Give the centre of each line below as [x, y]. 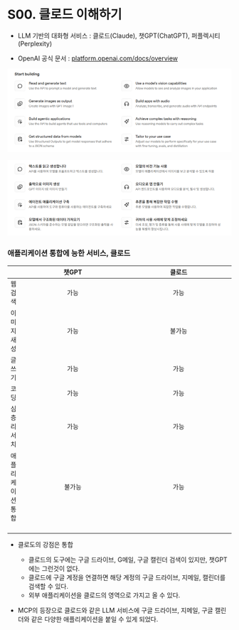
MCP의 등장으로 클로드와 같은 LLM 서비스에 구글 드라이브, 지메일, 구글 [115, 610]
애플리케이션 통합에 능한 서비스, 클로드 [69, 253]
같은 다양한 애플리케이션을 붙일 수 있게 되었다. [95, 619]
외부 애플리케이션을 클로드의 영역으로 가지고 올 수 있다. [104, 595]
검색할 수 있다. [48, 587]
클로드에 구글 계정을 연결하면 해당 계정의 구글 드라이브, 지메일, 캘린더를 [127, 577]
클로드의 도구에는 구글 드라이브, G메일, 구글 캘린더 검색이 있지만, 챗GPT [128, 560]
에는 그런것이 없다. [54, 569]
